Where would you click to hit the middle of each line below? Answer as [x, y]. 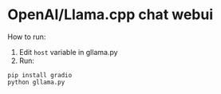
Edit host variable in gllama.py [68, 52]
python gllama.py [36, 82]
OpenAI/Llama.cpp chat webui [110, 15]
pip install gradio [40, 75]
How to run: [27, 37]
